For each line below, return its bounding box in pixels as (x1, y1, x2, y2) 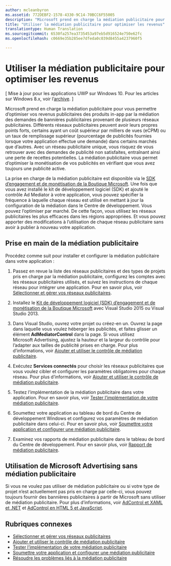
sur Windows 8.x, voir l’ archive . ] (5, 96, 74, 102)
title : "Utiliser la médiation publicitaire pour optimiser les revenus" (5, 21, 165, 27)
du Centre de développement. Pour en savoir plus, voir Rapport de (12, 441, 152, 447)
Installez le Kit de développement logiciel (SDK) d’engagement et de (12, 300, 156, 306)
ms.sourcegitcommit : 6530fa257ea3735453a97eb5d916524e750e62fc (5, 31, 142, 36)
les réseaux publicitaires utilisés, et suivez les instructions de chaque (12, 279, 158, 285)
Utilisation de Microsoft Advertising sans (5, 462, 138, 470)
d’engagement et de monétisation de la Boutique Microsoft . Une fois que (5, 180, 158, 187)
